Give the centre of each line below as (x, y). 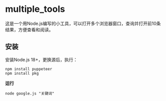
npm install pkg (22, 73)
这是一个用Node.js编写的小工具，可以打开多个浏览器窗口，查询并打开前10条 (83, 23)
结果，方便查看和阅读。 (29, 29)
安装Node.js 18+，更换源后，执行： (42, 59)
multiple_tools (35, 9)
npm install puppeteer (29, 69)
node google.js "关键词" (30, 93)
